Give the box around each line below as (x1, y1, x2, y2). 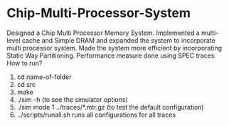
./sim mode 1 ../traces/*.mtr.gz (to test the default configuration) (16, 103, 204, 111)
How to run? (6, 58, 43, 67)
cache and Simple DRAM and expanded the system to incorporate (21, 36, 216, 44)
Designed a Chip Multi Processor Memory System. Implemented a (6, 28, 200, 37)
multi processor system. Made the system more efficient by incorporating (6, 43, 222, 52)
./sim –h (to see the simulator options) (16, 95, 129, 104)
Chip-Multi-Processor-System (6, 5, 191, 21)
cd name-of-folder (16, 73, 72, 81)
